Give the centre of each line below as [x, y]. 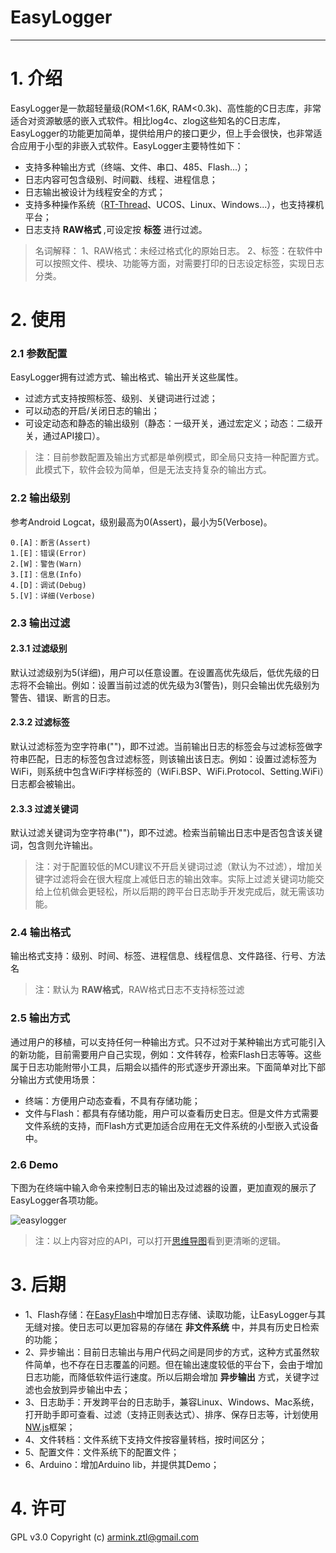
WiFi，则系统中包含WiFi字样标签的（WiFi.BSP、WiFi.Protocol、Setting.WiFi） [167, 771]
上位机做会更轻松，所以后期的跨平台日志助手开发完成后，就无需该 [179, 892]
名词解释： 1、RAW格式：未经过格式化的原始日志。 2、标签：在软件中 [178, 250]
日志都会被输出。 [45, 783]
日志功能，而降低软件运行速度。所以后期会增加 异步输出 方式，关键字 [167, 1377]
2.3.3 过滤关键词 [44, 808]
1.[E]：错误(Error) [48, 553]
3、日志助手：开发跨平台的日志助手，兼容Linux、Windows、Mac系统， [172, 1402]
